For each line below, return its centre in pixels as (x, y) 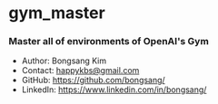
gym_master (57, 13)
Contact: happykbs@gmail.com (80, 71)
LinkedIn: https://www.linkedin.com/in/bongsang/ (114, 90)
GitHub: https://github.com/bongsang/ (93, 80)
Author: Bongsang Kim (64, 61)
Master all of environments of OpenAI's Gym (109, 42)
